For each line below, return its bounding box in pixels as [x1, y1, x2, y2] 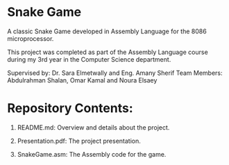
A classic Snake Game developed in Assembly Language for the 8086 [7, 27, 207, 35]
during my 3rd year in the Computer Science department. [7, 55, 171, 63]
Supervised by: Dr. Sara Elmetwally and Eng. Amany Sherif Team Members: [7, 69, 223, 77]
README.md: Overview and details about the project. [17, 123, 170, 132]
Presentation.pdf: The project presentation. [17, 137, 141, 145]
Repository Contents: [7, 101, 133, 116]
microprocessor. [7, 34, 54, 42]
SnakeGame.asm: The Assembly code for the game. [17, 150, 167, 158]
